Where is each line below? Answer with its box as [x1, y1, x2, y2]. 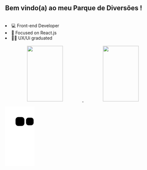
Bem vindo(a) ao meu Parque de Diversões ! [5, 4, 142, 12]
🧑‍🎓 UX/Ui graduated [11, 35, 53, 41]
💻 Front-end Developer [11, 22, 60, 29]
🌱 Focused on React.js [11, 30, 57, 36]
